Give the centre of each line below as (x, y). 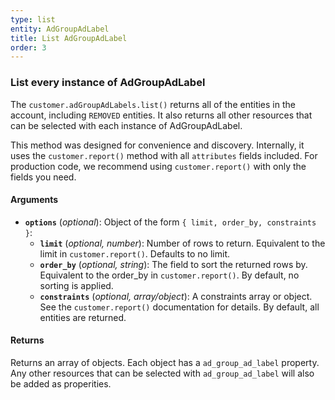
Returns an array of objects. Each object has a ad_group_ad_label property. (165, 362)
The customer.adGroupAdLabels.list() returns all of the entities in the (153, 104)
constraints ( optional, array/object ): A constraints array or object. (176, 296)
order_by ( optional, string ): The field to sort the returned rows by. (173, 264)
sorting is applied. (76, 285)
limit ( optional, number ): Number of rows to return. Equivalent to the (182, 243)
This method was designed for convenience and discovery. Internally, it (157, 145)
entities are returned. (83, 317)
